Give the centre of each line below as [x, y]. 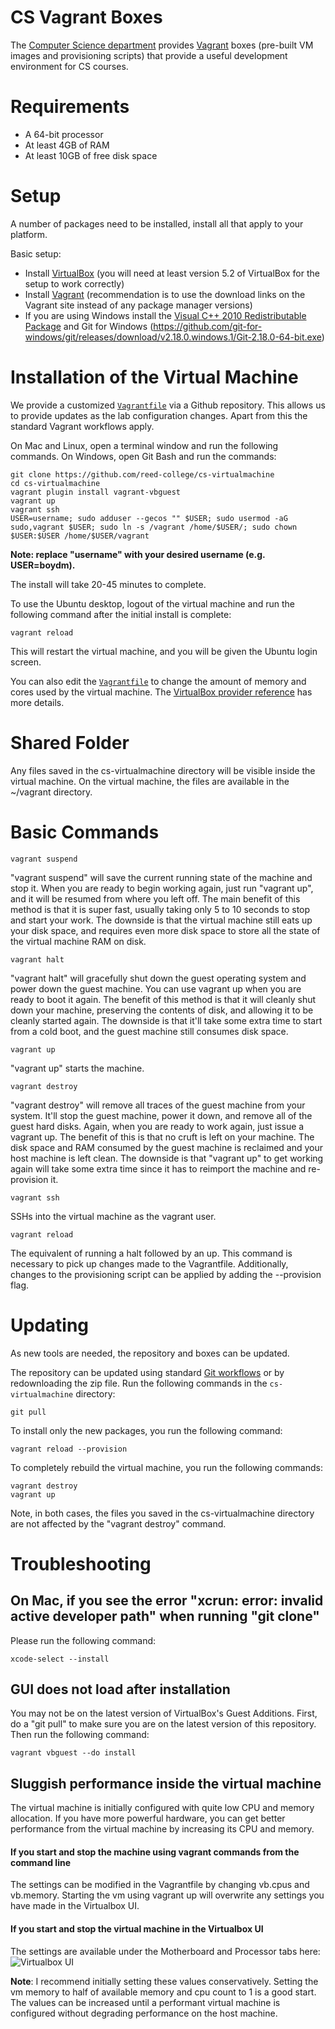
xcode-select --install [60, 1659]
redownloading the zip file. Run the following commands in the [139, 1383]
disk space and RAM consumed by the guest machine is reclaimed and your [167, 1147]
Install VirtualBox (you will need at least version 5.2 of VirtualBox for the [172, 273]
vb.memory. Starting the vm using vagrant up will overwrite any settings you [167, 1895]
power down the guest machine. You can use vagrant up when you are [156, 988]
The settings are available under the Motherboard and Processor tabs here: [165, 1951]
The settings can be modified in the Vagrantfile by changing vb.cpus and [160, 1885]
